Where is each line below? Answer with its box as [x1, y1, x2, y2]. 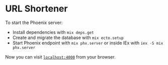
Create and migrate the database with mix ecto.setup [12, 34, 124, 40]
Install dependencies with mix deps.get [12, 29, 94, 35]
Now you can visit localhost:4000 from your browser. [5, 53, 116, 60]
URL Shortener [5, 3, 68, 14]
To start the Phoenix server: [5, 19, 63, 25]
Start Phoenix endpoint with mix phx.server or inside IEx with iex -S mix [12, 39, 163, 45]
